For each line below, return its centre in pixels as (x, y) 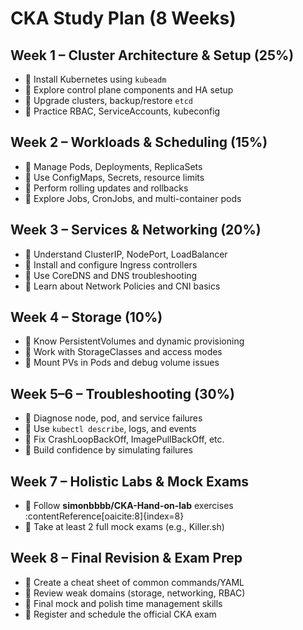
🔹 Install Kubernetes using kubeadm (95, 79)
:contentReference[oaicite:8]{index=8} (104, 516)
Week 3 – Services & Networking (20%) (136, 230)
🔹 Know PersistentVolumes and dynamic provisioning (134, 341)
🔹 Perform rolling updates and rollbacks (106, 188)
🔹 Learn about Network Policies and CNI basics (122, 286)
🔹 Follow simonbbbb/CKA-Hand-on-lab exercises (129, 506)
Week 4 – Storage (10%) (86, 317)
